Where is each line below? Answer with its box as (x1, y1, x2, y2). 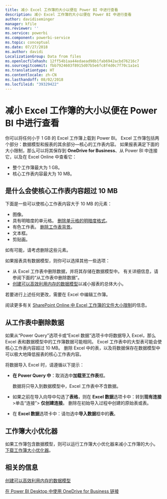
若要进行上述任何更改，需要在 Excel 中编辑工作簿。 (5, 291, 111, 298)
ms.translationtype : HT (5, 68, 55, 73)
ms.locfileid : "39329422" (5, 82, 59, 87)
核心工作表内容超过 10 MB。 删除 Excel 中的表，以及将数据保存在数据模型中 (5, 345, 161, 351)
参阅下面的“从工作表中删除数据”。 (12, 275, 82, 281)
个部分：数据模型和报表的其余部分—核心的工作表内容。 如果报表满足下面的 (5, 141, 160, 147)
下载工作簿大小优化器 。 (5, 447, 53, 453)
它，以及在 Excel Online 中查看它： (5, 154, 77, 160)
